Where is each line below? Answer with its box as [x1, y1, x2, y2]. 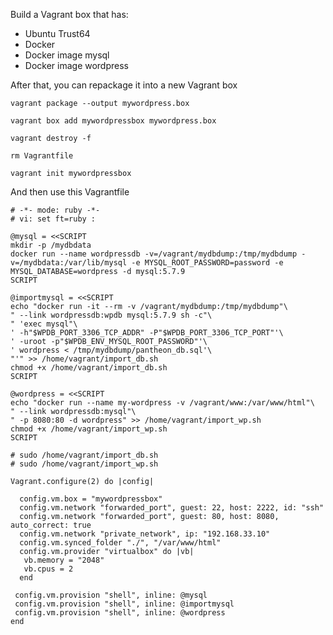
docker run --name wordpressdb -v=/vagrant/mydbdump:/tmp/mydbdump [10, 249, 298, 259]
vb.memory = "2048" [23, 555, 105, 565]
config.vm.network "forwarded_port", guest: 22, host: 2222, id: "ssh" [19, 503, 325, 513]
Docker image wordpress [24, 60, 129, 71]
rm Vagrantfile [10, 151, 74, 161]
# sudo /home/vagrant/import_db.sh [10, 450, 159, 460]
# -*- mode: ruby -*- [10, 205, 101, 215]
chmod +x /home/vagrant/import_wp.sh [10, 424, 168, 434]
